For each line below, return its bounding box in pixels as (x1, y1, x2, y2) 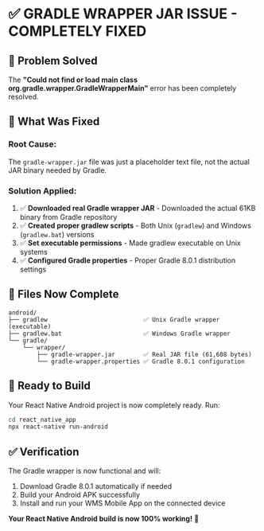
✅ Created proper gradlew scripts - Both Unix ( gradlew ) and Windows (19, 221, 252, 230)
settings (19, 264, 47, 274)
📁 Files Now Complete (8, 287, 119, 301)
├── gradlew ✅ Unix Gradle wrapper (8, 315, 220, 323)
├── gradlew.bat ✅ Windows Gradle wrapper (8, 330, 231, 338)
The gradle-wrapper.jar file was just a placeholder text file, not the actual (8, 157, 250, 166)
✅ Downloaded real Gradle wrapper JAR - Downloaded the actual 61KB (19, 203, 256, 213)
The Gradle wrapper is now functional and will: (8, 467, 161, 476)
